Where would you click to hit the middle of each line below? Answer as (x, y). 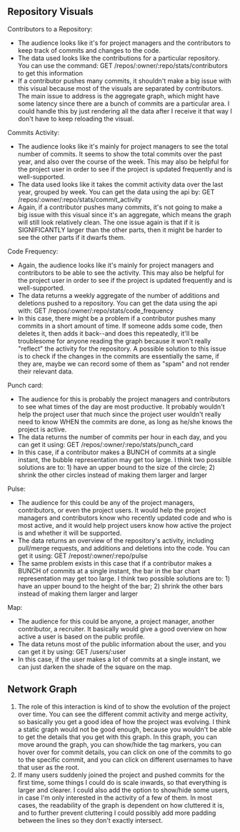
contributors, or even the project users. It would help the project (112, 510)
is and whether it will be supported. (70, 533)
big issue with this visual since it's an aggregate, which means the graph (125, 214)
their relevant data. (45, 371)
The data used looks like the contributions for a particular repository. (119, 58)
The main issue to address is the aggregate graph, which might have (119, 96)
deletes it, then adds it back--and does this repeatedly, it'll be (108, 333)
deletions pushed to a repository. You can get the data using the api (117, 303)
